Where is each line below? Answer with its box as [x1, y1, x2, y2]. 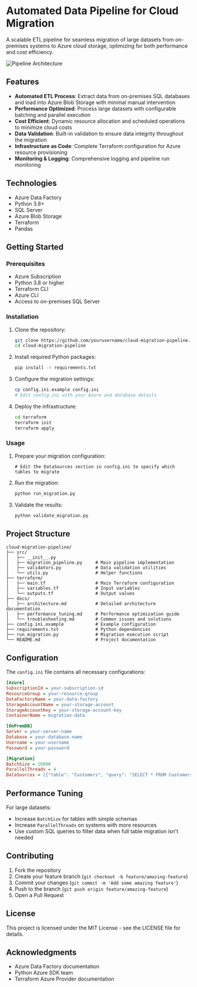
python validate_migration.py [14, 512, 89, 518]
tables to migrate [14, 469, 60, 475]
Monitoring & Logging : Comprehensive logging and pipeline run [14, 155, 170, 162]
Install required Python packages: [14, 354, 96, 361]
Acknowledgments [6, 948, 77, 958]
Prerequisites [6, 260, 45, 268]
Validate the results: [14, 501, 63, 508]
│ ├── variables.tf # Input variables [6, 586, 141, 592]
